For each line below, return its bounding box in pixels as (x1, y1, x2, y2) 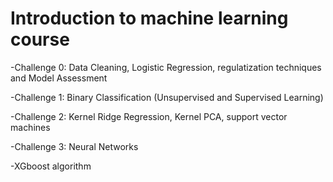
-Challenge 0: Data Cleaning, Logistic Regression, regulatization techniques (10, 61, 322, 73)
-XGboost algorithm (10, 160, 92, 172)
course (10, 28, 70, 51)
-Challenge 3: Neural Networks (10, 140, 139, 152)
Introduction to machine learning (10, 7, 289, 30)
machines (10, 121, 51, 133)
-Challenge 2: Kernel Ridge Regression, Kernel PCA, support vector (10, 110, 288, 122)
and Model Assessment (10, 72, 108, 84)
